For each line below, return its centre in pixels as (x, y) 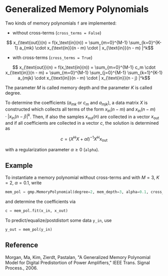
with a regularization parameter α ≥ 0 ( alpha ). (52, 150)
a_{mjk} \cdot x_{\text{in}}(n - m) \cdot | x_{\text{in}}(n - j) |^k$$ (84, 78)
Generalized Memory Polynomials (77, 9)
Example (19, 166)
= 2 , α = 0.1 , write (23, 183)
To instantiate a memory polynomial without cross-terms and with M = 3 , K (82, 178)
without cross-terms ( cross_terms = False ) (57, 33)
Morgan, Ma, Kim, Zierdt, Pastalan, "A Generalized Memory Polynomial (78, 257)
